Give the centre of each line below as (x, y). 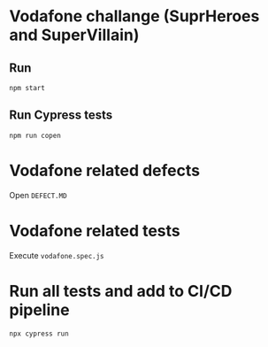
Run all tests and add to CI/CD (121, 291)
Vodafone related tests (95, 231)
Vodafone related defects (105, 171)
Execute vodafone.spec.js (57, 255)
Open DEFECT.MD (38, 195)
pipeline (39, 309)
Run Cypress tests (61, 116)
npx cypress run (39, 334)
